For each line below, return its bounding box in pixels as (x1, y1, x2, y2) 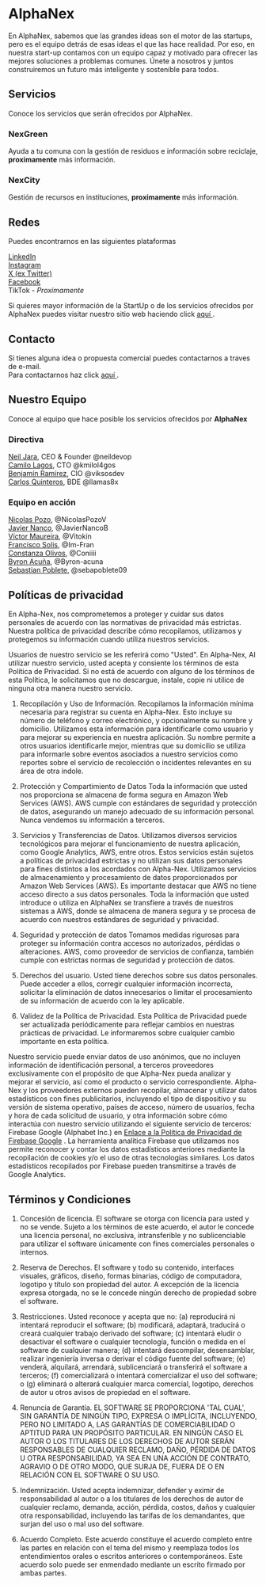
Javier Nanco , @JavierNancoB (8, 524, 108, 533)
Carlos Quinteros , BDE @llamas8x (8, 477, 119, 487)
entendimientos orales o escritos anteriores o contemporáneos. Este (19, 1552, 243, 1560)
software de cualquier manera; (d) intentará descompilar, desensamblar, (19, 1346, 256, 1354)
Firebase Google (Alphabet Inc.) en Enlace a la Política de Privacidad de (8, 1128, 242, 1137)
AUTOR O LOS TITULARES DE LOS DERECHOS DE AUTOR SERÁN (19, 1437, 235, 1446)
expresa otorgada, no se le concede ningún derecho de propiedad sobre (19, 1288, 257, 1297)
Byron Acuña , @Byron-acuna (8, 557, 104, 566)
